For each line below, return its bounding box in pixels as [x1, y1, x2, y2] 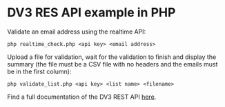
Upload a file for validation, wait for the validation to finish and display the [7, 53, 217, 61]
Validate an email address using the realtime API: [7, 27, 146, 36]
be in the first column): [7, 67, 72, 75]
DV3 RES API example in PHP [7, 5, 176, 21]
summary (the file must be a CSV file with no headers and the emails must [7, 60, 218, 68]
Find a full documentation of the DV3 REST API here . [7, 93, 157, 101]
